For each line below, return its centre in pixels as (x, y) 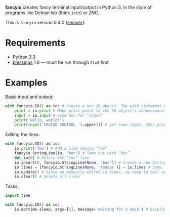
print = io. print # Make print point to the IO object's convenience (89, 111)
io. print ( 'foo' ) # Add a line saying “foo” (61, 149)
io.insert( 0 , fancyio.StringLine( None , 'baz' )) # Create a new (82, 162)
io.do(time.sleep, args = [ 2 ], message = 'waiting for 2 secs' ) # (81, 209)
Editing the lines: (23, 135)
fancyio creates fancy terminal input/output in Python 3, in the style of (78, 7)
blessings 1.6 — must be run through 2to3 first (60, 62)
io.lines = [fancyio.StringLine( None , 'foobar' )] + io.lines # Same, (89, 167)
